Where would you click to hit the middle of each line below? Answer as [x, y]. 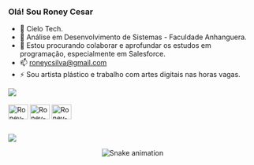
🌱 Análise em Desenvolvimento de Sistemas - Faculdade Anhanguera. [133, 37]
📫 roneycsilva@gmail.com [63, 63]
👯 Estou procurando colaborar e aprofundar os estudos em [115, 46]
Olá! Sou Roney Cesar [50, 12]
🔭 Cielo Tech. [41, 29]
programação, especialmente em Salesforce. [92, 54]
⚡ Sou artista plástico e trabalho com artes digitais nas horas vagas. [130, 75]
